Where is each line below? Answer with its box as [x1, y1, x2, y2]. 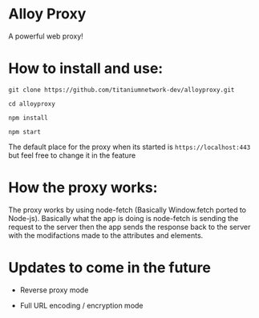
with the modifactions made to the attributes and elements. [8, 230, 204, 240]
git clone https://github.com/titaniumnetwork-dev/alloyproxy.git [8, 86, 235, 94]
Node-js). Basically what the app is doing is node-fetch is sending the [8, 213, 239, 223]
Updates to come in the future [8, 259, 211, 276]
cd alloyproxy [8, 99, 56, 108]
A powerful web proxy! [8, 31, 84, 41]
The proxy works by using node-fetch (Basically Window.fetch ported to [8, 205, 247, 215]
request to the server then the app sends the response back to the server [8, 222, 251, 231]
